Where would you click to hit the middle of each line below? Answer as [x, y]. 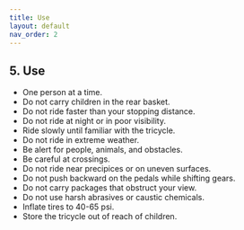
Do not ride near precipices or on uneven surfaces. [117, 169]
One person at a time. [62, 93]
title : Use [30, 18]
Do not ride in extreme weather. [81, 140]
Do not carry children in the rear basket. [96, 102]
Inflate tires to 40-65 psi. [68, 207]
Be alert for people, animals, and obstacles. [102, 150]
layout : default [39, 26]
